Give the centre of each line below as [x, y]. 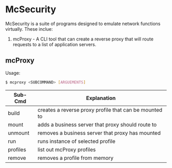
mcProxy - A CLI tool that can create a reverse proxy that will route [83, 39]
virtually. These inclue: [29, 29]
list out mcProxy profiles [67, 150]
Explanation [101, 98]
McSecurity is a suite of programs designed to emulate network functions [83, 24]
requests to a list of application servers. [54, 44]
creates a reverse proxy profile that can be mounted [100, 110]
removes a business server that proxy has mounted [99, 133]
